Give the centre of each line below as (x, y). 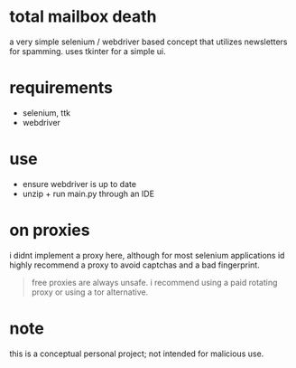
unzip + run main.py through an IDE (88, 193)
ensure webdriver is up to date (79, 184)
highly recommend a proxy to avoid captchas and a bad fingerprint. (134, 265)
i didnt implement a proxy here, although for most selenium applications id (147, 255)
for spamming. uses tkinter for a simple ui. (88, 51)
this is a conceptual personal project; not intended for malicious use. (137, 354)
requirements (61, 88)
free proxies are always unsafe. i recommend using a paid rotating (154, 282)
